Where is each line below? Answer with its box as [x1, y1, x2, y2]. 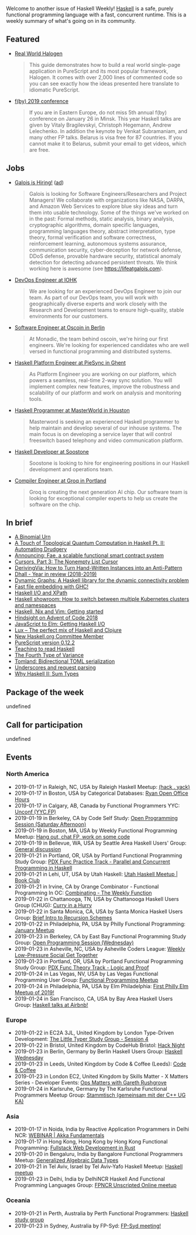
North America [6, 770, 49, 778]
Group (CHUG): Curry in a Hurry [14, 901, 92, 909]
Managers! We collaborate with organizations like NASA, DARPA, [29, 196, 185, 203]
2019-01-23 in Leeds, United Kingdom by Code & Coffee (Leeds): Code [14, 1060, 186, 1067]
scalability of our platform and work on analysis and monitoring [29, 389, 181, 396]
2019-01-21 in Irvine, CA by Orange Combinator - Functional [14, 883, 159, 890]
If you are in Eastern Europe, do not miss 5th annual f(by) [29, 108, 167, 116]
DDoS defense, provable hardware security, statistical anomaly [29, 252, 181, 260]
